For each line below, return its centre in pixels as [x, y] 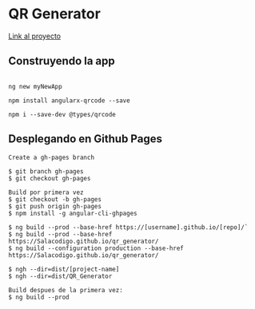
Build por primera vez [46, 192]
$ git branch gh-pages [46, 171]
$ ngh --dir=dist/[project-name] [64, 269]
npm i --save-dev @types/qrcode [62, 114]
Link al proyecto [35, 36]
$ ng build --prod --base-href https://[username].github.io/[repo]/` [128, 227]
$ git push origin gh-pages [55, 206]
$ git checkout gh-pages [50, 178]
